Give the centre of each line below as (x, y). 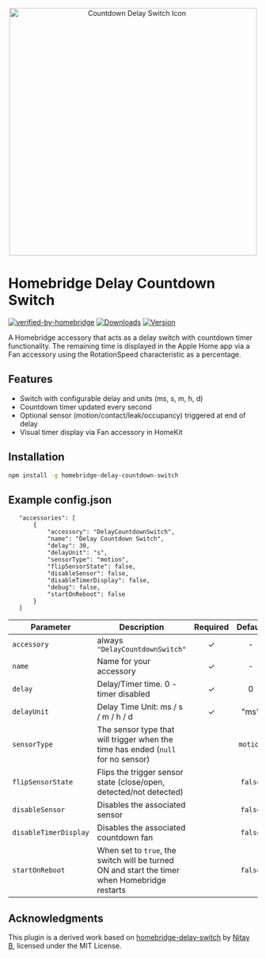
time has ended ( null (137, 750)
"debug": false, (74, 588)
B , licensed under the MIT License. (65, 946)
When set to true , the (137, 850)
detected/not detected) (140, 792)
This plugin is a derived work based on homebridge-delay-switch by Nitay (129, 937)
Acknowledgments (56, 918)
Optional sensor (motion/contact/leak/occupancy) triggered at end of (133, 415)
